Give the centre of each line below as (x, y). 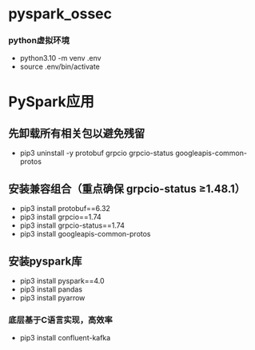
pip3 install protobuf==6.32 (65, 209)
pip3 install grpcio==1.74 (60, 217)
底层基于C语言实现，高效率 (61, 320)
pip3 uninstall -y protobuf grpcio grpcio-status (97, 153)
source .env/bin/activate (60, 67)
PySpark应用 (51, 101)
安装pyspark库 (45, 261)
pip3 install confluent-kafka (65, 338)
